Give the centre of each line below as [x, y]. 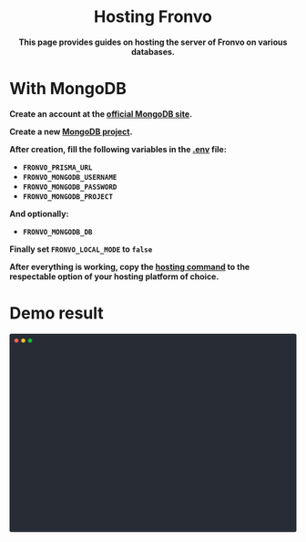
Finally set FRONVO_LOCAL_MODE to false [81, 249]
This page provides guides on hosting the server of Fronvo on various [153, 42]
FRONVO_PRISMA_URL [57, 167]
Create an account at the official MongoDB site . [101, 114]
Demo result [57, 313]
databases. [153, 51]
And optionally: [39, 214]
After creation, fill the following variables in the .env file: [118, 149]
